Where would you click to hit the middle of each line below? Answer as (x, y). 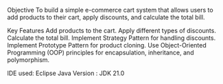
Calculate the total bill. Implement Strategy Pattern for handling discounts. (111, 38)
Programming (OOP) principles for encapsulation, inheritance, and (101, 52)
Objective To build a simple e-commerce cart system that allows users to (110, 10)
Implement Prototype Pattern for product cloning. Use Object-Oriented (107, 45)
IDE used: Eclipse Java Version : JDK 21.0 (66, 73)
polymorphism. (28, 60)
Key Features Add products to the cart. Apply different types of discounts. (111, 31)
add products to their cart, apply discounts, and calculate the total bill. (106, 17)
